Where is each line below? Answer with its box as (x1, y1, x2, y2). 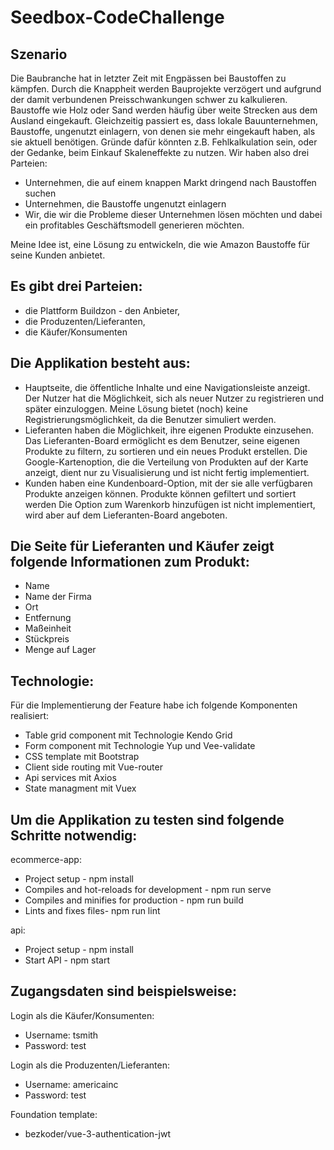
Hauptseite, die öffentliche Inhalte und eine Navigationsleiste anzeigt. (24, 381, 311, 393)
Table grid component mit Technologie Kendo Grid (24, 729, 233, 741)
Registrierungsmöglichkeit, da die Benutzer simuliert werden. (24, 413, 277, 425)
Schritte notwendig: (10, 827, 138, 844)
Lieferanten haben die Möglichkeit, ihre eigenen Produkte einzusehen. (24, 424, 315, 436)
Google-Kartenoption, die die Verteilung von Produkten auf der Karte (24, 456, 309, 468)
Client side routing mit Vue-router (24, 761, 163, 773)
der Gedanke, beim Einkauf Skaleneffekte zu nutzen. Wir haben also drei (10, 147, 310, 158)
